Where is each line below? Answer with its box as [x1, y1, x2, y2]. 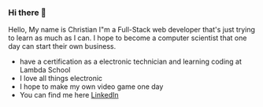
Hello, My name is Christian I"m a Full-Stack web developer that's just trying [8, 25, 256, 35]
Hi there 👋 [8, 7, 47, 18]
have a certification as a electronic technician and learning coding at [19, 57, 243, 66]
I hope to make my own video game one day [19, 82, 164, 91]
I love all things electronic [19, 74, 103, 83]
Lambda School [19, 65, 71, 75]
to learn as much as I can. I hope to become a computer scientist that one [8, 33, 247, 42]
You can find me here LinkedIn [19, 90, 120, 100]
